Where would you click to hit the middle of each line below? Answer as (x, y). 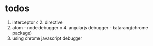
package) (22, 33)
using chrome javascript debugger (47, 38)
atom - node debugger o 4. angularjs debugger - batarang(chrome (80, 27)
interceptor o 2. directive (37, 22)
